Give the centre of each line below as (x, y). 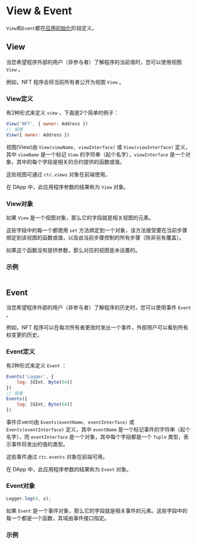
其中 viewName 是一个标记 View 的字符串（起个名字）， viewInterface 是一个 (96, 154)
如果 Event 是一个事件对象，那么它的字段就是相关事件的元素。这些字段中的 (97, 510)
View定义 (20, 99)
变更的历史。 (27, 335)
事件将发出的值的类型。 (40, 444)
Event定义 (21, 352)
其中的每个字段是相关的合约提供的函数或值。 (70, 161)
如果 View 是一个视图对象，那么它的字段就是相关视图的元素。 (80, 218)
